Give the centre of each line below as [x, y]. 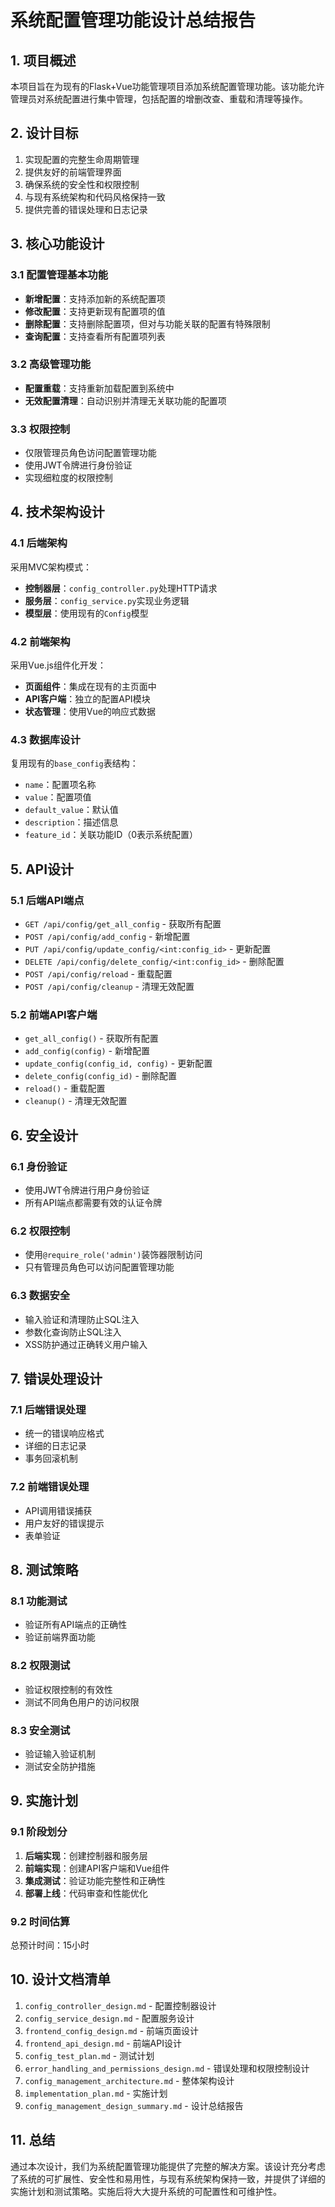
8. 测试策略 [44, 1570]
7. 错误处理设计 [56, 1379]
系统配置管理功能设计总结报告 [133, 20]
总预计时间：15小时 [50, 1945]
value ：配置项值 [58, 797]
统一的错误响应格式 [64, 1433]
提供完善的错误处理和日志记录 [86, 209]
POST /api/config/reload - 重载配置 [98, 974]
